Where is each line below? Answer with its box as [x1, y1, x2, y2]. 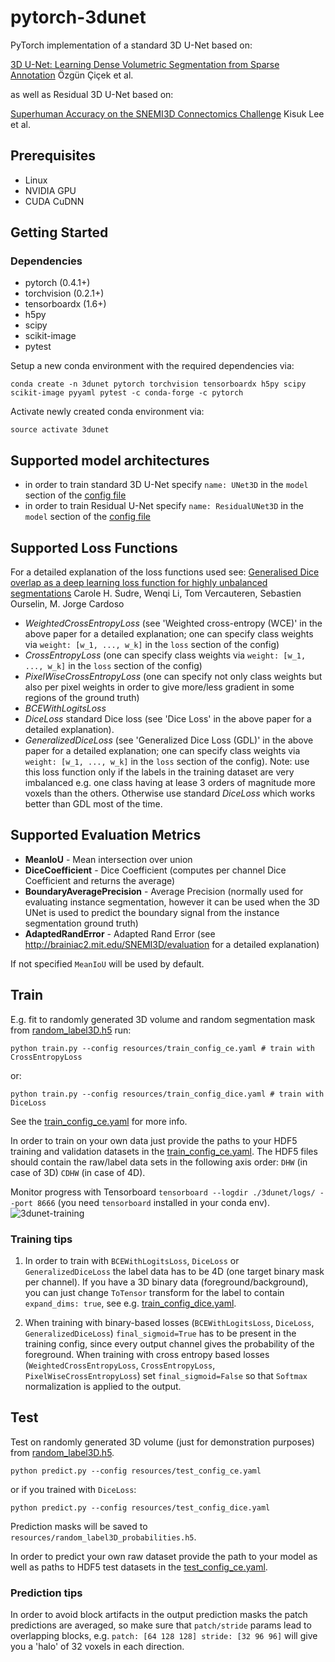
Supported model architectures [10, 452, 210, 469]
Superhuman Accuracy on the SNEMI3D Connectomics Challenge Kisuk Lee [10, 107, 325, 120]
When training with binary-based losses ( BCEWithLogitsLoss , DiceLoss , [24, 1316, 315, 1328]
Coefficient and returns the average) [24, 874, 176, 886]
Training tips [10, 1232, 73, 1246]
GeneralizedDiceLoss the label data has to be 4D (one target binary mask [24, 1265, 325, 1277]
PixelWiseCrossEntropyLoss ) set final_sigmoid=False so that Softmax [24, 1369, 308, 1381]
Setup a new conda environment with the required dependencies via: [10, 360, 295, 372]
